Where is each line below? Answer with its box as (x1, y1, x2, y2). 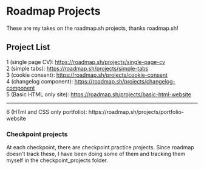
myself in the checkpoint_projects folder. (6, 157, 108, 164)
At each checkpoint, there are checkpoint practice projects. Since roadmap (6, 144, 194, 151)
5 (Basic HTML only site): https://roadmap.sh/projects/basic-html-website (6, 90, 191, 98)
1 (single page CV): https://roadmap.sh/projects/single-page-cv (6, 58, 166, 65)
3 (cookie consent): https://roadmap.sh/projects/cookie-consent (6, 71, 168, 79)
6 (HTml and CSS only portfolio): (6, 108, 87, 115)
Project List (6, 42, 50, 52)
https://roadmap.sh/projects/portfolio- (88, 108, 184, 115)
